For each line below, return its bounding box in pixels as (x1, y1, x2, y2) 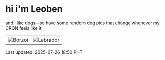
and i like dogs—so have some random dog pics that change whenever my (5, 20, 160, 26)
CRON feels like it (5, 25, 42, 31)
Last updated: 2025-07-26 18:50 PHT (5, 49, 83, 55)
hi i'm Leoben (5, 3, 63, 15)
